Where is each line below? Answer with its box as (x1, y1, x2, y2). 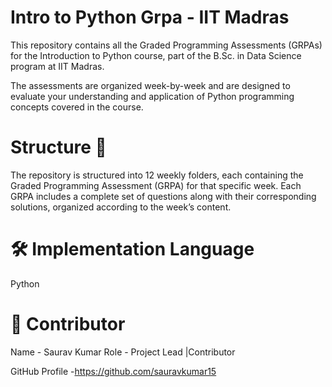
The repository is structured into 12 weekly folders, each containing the (10, 169, 304, 181)
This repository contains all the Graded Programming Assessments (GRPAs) (10, 39, 323, 51)
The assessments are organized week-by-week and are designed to (10, 79, 291, 91)
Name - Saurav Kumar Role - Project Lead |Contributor (10, 346, 236, 358)
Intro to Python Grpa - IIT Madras (10, 6, 290, 29)
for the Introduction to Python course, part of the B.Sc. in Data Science (10, 49, 302, 61)
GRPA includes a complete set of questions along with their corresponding (10, 190, 317, 202)
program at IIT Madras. (10, 60, 105, 72)
